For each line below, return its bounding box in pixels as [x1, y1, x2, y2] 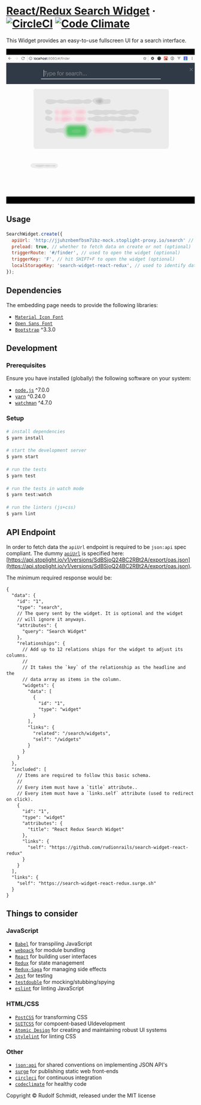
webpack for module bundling [14, 947, 86, 954]
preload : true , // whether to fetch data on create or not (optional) [11, 244, 191, 250]
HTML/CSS [6, 1000, 39, 1008]
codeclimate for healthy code [14, 1080, 87, 1088]
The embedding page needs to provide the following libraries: [6, 301, 159, 308]
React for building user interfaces [14, 953, 97, 960]
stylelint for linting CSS [14, 1032, 77, 1040]
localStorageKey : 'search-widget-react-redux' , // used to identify [11, 263, 186, 269]
